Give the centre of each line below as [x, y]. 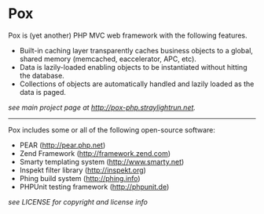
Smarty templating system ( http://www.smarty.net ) [102, 161]
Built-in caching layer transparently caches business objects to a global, [136, 50]
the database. [42, 75]
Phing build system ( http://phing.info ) [80, 178]
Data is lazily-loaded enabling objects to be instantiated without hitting [133, 67]
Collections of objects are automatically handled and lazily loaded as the [137, 84]
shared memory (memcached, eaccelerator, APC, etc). [108, 59]
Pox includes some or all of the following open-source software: [112, 129]
